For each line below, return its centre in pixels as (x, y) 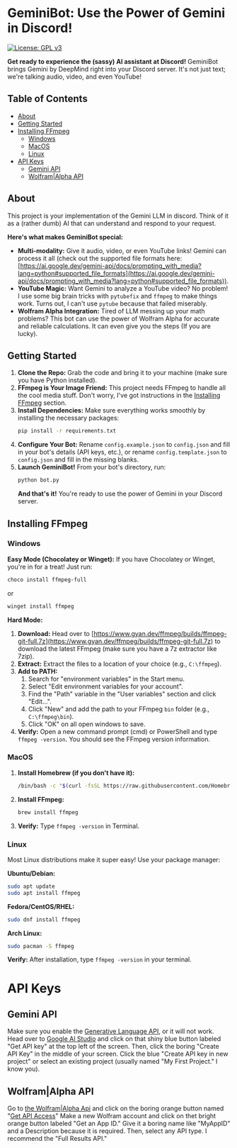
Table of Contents (48, 99)
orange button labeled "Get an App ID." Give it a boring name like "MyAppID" (119, 1124)
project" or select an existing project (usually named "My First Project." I (112, 1061)
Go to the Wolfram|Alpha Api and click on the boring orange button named (116, 1108)
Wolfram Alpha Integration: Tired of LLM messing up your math (111, 311)
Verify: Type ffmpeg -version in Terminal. (79, 826)
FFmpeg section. (42, 403)
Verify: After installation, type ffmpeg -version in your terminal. (100, 959)
